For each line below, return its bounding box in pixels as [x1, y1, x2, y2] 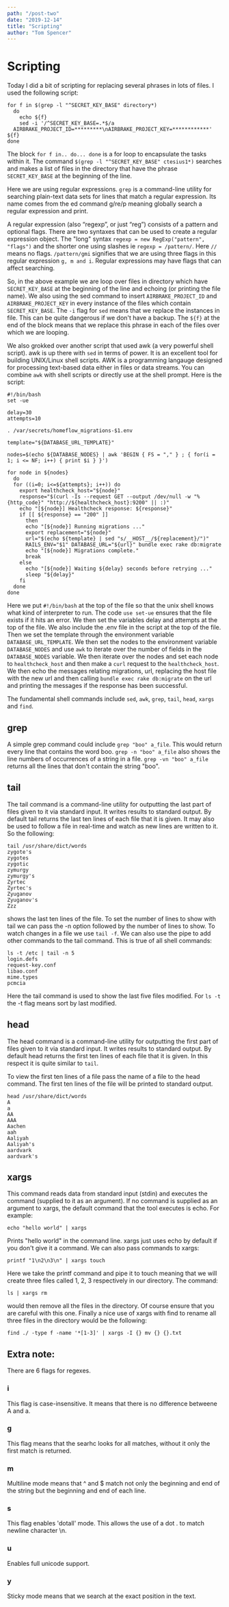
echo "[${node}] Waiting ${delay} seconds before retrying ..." [25, 565, 213, 573]
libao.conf [7, 968, 38, 975]
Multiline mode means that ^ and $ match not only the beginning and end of [7, 1479, 220, 1488]
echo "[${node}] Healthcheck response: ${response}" [19, 505, 173, 512]
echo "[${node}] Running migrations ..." [25, 523, 146, 530]
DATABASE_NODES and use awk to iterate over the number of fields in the [7, 645, 202, 654]
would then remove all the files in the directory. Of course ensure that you [7, 1302, 215, 1310]
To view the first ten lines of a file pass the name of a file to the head [7, 1072, 200, 1080]
